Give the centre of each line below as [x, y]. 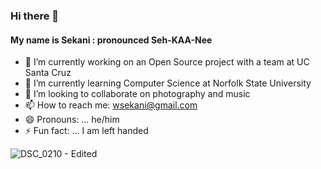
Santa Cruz [48, 73]
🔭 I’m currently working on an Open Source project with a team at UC [167, 62]
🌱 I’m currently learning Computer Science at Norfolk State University [168, 83]
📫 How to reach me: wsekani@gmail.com [111, 105]
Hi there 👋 [35, 16]
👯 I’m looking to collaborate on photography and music [137, 94]
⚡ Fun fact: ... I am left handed [86, 131]
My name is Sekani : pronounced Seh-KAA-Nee [111, 40]
